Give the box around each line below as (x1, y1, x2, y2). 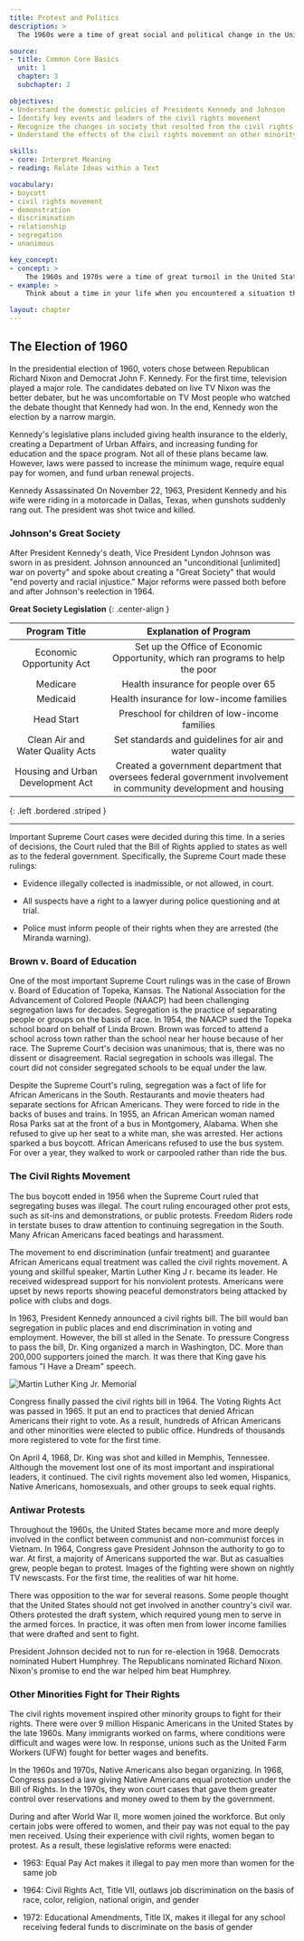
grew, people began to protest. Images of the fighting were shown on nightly (9, 1563, 295, 1574)
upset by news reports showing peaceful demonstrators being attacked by (9, 1285, 288, 1296)
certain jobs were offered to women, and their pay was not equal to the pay (9, 1820, 290, 1832)
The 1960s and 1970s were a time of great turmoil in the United (25, 272, 278, 281)
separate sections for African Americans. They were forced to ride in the (9, 1099, 280, 1110)
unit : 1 (17, 63, 47, 73)
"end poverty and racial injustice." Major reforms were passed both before (9, 577, 287, 588)
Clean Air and (26, 734, 86, 746)
